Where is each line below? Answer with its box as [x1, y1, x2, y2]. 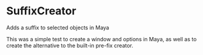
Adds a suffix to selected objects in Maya [6, 24, 110, 31]
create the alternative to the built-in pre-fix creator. [6, 42, 133, 49]
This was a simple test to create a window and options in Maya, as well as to [6, 35, 197, 42]
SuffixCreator [6, 4, 77, 18]
